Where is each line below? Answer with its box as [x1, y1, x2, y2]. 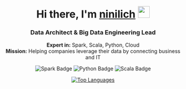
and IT [85, 54, 101, 61]
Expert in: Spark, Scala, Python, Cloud [46, 41, 140, 49]
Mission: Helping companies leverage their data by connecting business [5, 48, 181, 55]
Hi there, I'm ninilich [36, 8, 136, 21]
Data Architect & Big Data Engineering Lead [30, 29, 156, 37]
